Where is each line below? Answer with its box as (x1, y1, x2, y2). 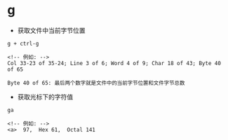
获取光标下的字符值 (17, 92, 74, 101)
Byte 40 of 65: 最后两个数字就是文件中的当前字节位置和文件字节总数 (7, 79, 185, 86)
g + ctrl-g (7, 40, 39, 47)
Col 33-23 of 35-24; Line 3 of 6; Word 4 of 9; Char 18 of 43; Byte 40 (7, 59, 221, 66)
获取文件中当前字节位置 (17, 26, 86, 34)
